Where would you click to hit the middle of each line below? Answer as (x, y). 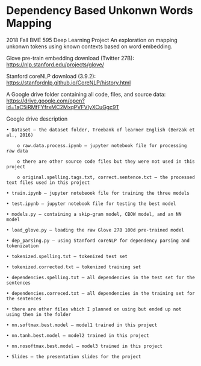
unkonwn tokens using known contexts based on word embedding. (89, 46)
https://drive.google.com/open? (46, 101)
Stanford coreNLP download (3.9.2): (51, 76)
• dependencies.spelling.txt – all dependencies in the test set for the (101, 277)
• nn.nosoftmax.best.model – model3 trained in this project (85, 346)
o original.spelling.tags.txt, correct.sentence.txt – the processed (106, 177)
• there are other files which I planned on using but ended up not (94, 309)
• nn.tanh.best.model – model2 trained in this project (78, 335)
